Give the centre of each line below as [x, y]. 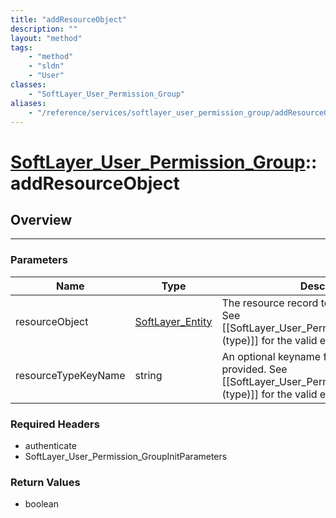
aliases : [28, 103]
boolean [41, 504]
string [148, 375]
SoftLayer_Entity [173, 321]
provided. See [254, 369]
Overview [41, 219]
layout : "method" [46, 38]
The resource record [270, 303]
